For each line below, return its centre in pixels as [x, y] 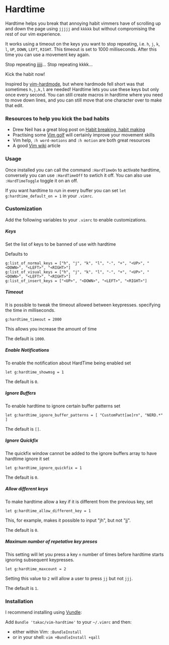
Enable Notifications [27, 350]
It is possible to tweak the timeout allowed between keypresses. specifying [83, 305]
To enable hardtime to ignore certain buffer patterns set [63, 406]
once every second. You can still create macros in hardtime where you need [84, 95]
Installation [19, 601]
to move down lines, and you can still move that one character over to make [83, 100]
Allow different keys [27, 489]
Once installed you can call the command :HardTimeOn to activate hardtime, [83, 170]
